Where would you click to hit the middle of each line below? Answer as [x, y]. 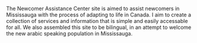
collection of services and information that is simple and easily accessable [97, 21]
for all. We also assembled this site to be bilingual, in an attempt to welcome [99, 27]
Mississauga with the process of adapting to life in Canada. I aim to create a [99, 15]
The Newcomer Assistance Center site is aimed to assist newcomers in [93, 9]
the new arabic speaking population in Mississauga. [69, 34]
